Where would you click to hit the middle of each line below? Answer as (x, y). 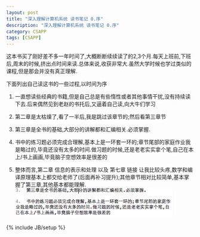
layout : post (22, 13)
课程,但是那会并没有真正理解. (42, 71)
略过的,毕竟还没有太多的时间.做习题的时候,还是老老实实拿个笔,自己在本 (107, 150)
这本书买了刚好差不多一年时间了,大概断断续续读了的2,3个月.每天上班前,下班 (99, 56)
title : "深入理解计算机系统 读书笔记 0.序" (55, 19)
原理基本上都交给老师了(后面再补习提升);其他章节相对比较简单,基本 (102, 177)
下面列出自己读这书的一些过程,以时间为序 (57, 84)
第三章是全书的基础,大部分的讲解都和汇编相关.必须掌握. (82, 130)
